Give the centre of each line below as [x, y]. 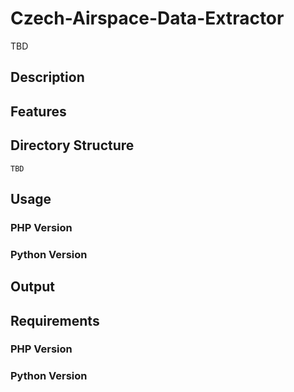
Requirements [55, 320]
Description [47, 77]
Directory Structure [72, 145]
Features [38, 111]
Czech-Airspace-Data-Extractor [147, 18]
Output [32, 287]
